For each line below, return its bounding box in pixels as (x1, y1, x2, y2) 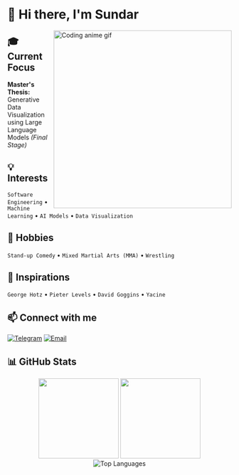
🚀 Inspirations (7, 272, 70, 284)
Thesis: (7, 88, 31, 96)
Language (7, 126, 37, 134)
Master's (7, 80, 35, 88)
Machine (7, 205, 31, 212)
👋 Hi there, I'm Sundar (7, 6, 139, 23)
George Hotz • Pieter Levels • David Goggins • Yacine (7, 290, 166, 299)
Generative (7, 95, 40, 104)
